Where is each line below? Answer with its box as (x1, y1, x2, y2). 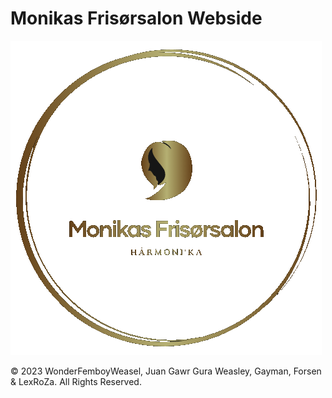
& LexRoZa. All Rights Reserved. (10, 375, 142, 387)
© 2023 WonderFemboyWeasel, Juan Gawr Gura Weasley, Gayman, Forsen (10, 365, 322, 377)
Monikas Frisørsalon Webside (10, 7, 263, 30)
